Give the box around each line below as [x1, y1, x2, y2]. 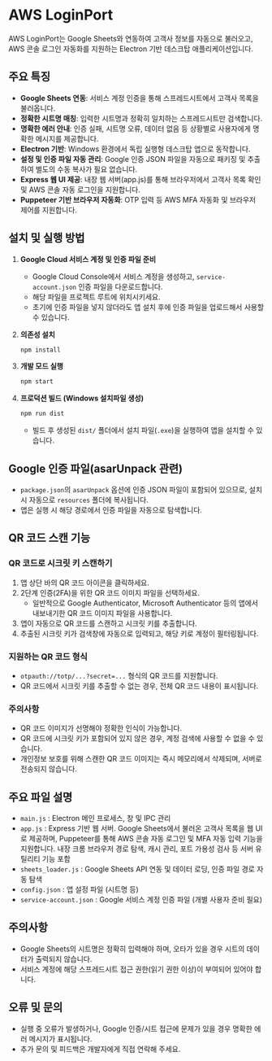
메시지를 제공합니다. [35, 133, 99, 143]
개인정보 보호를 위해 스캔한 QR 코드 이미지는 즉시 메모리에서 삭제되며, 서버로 [19, 754, 262, 764]
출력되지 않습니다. [35, 954, 93, 963]
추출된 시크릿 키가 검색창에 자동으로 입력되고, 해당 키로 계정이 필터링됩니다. [19, 628, 259, 638]
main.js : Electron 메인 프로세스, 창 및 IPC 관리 [19, 814, 171, 823]
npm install [19, 346, 61, 354]
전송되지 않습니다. [19, 764, 77, 774]
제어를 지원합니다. [19, 205, 77, 215]
